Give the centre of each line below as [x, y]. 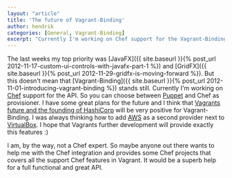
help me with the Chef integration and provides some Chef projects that [109, 153]
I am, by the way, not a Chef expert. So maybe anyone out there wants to [111, 146]
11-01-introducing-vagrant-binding [56, 88]
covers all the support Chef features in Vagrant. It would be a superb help [112, 160]
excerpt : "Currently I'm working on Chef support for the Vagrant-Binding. [118, 39]
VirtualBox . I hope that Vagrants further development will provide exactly [110, 125]
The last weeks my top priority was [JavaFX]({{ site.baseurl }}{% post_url [112, 59]
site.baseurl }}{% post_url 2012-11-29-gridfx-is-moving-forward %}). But [110, 74]
